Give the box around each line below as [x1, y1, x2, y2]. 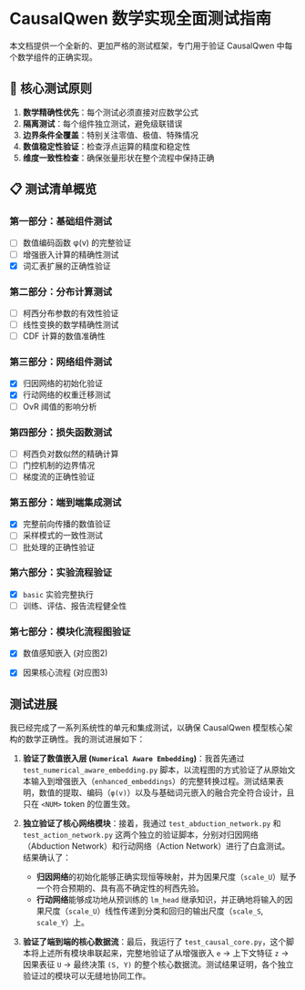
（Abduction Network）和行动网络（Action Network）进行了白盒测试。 [22, 841, 290, 852]
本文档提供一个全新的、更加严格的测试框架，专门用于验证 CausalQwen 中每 [9, 40, 293, 51]
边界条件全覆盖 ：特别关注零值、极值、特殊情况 [22, 129, 198, 140]
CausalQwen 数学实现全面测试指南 [9, 8, 271, 29]
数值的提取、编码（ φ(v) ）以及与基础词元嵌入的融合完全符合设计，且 [38, 787, 295, 798]
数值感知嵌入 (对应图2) [22, 648, 108, 658]
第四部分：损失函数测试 [9, 425, 112, 438]
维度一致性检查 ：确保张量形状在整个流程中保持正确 [22, 152, 215, 163]
